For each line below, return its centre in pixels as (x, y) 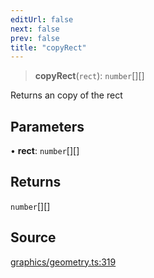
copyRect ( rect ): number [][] (89, 76)
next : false (35, 29)
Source (33, 237)
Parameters (47, 126)
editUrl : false (42, 19)
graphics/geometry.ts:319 (63, 262)
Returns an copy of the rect (66, 95)
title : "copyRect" (48, 47)
